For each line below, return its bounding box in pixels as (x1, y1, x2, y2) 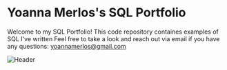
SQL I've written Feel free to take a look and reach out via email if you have (7, 34, 220, 43)
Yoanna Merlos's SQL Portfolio (7, 5, 186, 21)
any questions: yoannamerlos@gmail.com (7, 42, 126, 50)
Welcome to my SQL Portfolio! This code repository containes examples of (7, 27, 219, 36)
